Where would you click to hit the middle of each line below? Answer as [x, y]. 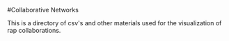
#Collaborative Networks [43, 10]
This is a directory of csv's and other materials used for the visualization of [114, 23]
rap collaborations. [34, 30]
